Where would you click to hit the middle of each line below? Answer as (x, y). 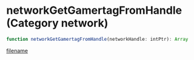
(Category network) (57, 23)
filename (17, 50)
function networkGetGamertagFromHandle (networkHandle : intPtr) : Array (97, 39)
